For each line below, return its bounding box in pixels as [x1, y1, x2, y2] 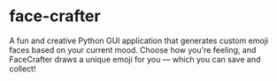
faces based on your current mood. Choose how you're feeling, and [9, 44, 257, 55]
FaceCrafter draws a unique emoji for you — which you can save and [9, 54, 261, 64]
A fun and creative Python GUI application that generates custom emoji [9, 35, 268, 46]
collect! [9, 63, 36, 74]
